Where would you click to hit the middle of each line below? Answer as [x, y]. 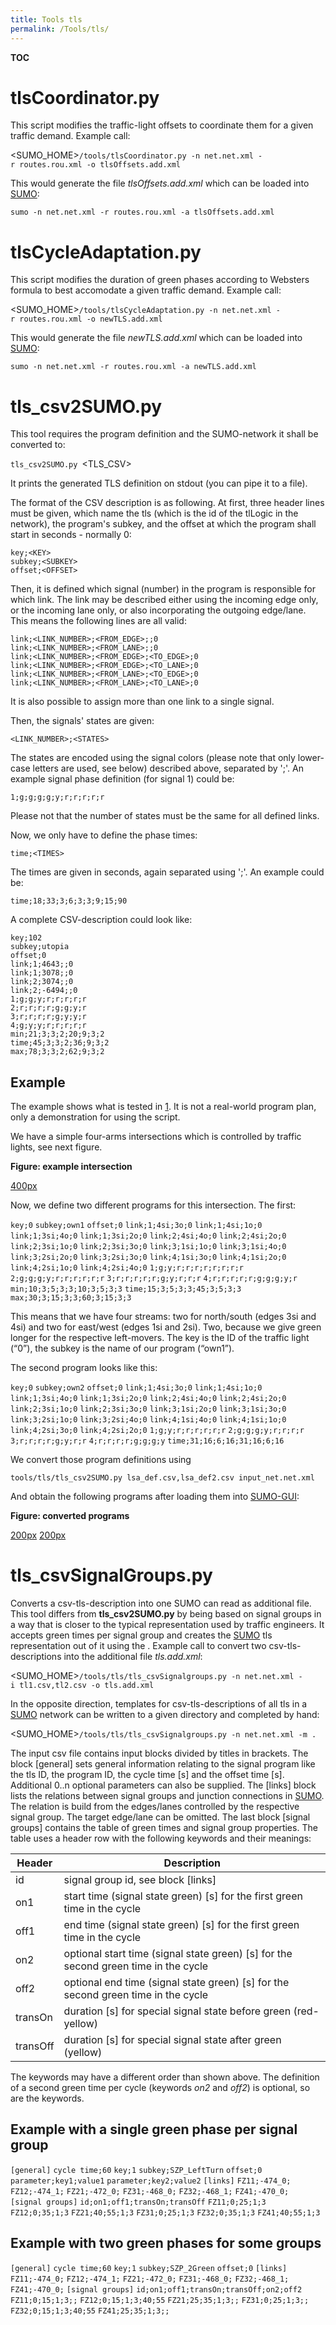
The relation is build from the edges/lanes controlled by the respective [155, 1807]
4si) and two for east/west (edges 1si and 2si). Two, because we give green [166, 1327]
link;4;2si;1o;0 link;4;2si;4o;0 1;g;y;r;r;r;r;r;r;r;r [127, 1268]
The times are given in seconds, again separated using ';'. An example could [167, 872]
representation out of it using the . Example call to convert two [138, 1646]
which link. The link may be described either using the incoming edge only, [164, 600]
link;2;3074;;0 [42, 982]
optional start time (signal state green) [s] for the [178, 1954]
